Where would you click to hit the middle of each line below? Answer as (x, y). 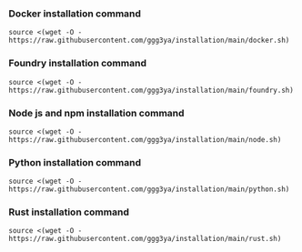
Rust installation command (69, 212)
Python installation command (75, 162)
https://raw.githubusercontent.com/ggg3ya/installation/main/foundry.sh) (151, 90)
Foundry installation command (78, 64)
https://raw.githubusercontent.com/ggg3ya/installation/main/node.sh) (145, 139)
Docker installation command (75, 14)
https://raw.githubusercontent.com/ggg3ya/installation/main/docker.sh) (149, 40)
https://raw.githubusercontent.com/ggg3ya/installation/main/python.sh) (149, 189)
